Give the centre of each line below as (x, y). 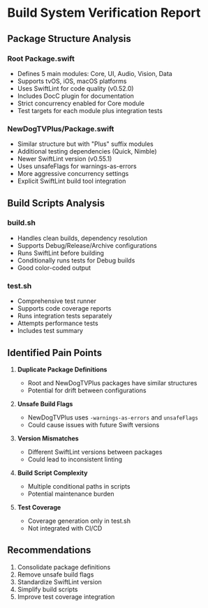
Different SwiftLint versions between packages (95, 452)
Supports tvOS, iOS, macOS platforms (72, 81)
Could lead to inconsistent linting (75, 459)
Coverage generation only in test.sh (79, 521)
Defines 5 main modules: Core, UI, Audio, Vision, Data (95, 73)
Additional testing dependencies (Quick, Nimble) (87, 151)
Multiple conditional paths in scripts (79, 486)
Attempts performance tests (58, 323)
